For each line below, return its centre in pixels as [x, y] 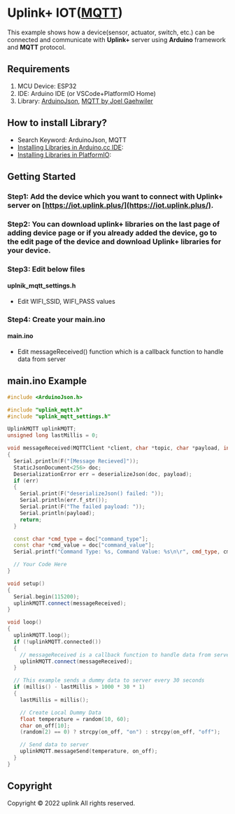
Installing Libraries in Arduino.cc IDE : [70, 147]
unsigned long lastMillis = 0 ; [53, 435]
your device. [29, 250]
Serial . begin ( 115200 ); [47, 596]
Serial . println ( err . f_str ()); [64, 500]
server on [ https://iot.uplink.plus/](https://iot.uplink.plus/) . [111, 205]
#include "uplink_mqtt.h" [45, 410]
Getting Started [42, 176]
